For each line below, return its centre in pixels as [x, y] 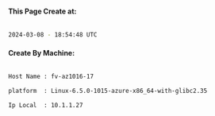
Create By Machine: [42, 52]
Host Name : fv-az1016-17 [51, 77]
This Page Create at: [42, 11]
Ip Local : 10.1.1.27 [46, 106]
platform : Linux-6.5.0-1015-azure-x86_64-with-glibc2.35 [108, 91]
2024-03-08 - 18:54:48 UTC [53, 35]
